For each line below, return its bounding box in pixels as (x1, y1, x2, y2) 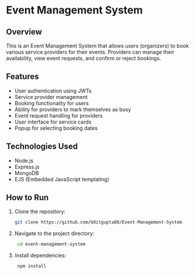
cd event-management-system (17, 241, 86, 247)
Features (6, 71, 39, 82)
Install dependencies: (14, 252, 67, 259)
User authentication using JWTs (14, 87, 92, 94)
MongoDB (14, 169, 39, 176)
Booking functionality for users (14, 99, 89, 106)
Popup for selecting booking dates (14, 124, 98, 132)
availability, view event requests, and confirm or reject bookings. (6, 55, 162, 61)
